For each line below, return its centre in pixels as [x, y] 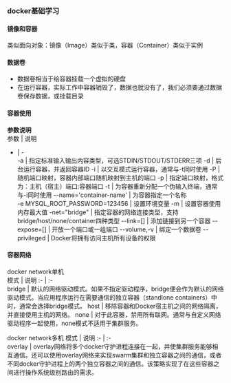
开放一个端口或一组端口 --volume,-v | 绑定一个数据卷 [126, 229]
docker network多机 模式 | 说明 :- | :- [59, 338]
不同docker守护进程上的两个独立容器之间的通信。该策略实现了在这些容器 [110, 364]
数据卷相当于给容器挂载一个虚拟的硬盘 [71, 79]
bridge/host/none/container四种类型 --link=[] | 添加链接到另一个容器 [114, 220]
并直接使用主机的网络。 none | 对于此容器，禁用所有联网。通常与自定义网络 [114, 314]
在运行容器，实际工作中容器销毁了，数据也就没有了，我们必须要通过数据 [119, 87]
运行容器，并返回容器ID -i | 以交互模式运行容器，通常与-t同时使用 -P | [121, 169]
